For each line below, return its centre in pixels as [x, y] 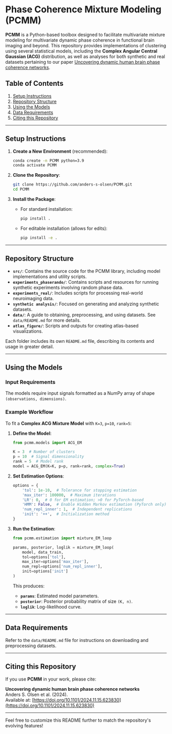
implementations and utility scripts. [50, 277]
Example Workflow [29, 412]
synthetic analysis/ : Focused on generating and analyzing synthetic [86, 304]
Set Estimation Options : [38, 476]
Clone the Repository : [36, 175]
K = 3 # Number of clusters [44, 452]
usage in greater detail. [30, 346]
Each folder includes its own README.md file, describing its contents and [80, 341]
